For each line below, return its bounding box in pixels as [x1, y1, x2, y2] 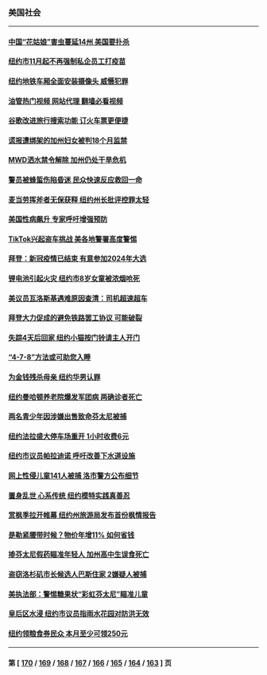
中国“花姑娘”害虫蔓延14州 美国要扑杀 [8, 37, 130, 46]
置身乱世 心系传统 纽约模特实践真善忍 [8, 490, 130, 500]
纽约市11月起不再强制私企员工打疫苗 [8, 57, 126, 66]
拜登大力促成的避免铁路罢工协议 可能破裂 [8, 313, 143, 323]
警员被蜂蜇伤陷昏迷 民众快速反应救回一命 [8, 175, 143, 185]
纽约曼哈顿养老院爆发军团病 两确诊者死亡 [8, 392, 143, 402]
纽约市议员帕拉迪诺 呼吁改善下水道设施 [8, 451, 136, 461]
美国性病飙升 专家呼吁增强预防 [8, 214, 108, 224]
